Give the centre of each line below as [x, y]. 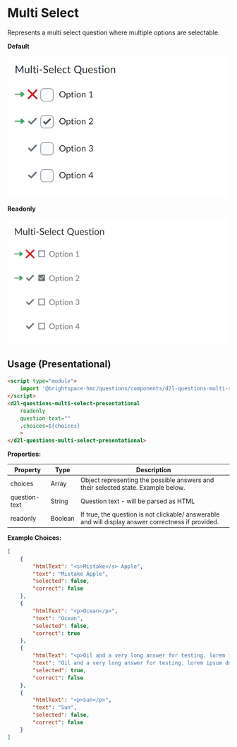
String [59, 501]
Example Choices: [35, 538]
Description [153, 469]
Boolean [63, 518]
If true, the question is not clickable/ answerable [150, 514]
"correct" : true [56, 633]
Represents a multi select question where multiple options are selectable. [114, 32]
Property [27, 469]
